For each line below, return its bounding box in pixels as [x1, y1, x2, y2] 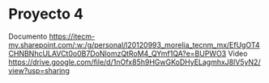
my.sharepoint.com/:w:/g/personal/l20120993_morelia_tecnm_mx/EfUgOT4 [8, 39, 261, 49]
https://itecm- [49, 31, 96, 41]
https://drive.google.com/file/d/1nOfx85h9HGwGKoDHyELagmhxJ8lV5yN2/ [8, 57, 261, 67]
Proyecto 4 [8, 5, 83, 23]
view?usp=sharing [8, 65, 70, 75]
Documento [8, 31, 48, 41]
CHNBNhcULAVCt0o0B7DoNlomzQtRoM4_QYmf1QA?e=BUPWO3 [8, 48, 227, 58]
